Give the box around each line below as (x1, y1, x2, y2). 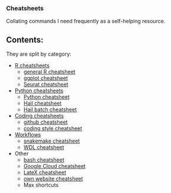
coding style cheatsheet (23, 125, 83, 132)
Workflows (14, 131, 41, 139)
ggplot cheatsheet (23, 75, 68, 82)
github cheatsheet (23, 118, 68, 126)
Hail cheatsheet (23, 99, 62, 107)
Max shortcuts (23, 182, 59, 189)
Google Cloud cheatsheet (23, 163, 86, 170)
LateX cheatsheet (23, 169, 67, 176)
